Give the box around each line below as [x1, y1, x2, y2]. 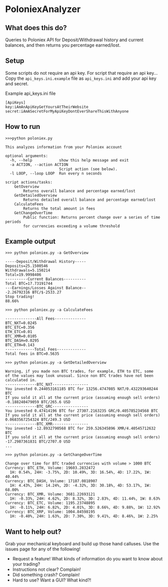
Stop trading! [5, 295, 35, 300]
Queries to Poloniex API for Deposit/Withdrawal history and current [5, 37, 144, 43]
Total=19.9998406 [5, 272, 42, 277]
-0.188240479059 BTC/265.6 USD [5, 400, 71, 405]
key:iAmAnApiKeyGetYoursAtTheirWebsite [5, 104, 89, 109]
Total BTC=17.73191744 [5, 281, 53, 286]
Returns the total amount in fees [23, 206, 95, 211]
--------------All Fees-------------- [5, 316, 86, 322]
